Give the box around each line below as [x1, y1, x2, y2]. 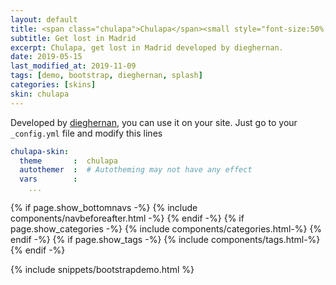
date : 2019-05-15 [10, 52, 83, 62]
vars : [19, 174, 78, 185]
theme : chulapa [19, 156, 118, 166]
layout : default [10, 14, 78, 25]
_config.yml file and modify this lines [10, 127, 163, 139]
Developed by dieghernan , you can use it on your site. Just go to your [10, 116, 298, 128]
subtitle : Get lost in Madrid [10, 33, 137, 43]
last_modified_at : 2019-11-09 [10, 61, 137, 71]
